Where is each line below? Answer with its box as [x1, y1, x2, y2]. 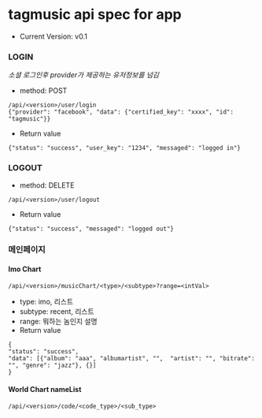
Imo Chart [8, 264, 42, 274]
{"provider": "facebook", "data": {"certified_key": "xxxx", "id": [8, 108, 234, 116]
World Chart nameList [8, 385, 82, 394]
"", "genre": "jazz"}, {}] [8, 361, 97, 369]
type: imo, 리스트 [19, 297, 73, 306]
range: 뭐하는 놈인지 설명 [19, 316, 98, 326]
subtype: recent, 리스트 [19, 306, 94, 316]
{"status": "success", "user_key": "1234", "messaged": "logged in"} [8, 144, 242, 152]
